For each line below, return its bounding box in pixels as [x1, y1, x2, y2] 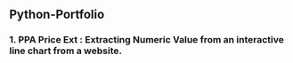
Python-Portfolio [9, 7, 105, 22]
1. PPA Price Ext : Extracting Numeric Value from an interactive [9, 34, 285, 46]
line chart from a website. [9, 44, 123, 57]
